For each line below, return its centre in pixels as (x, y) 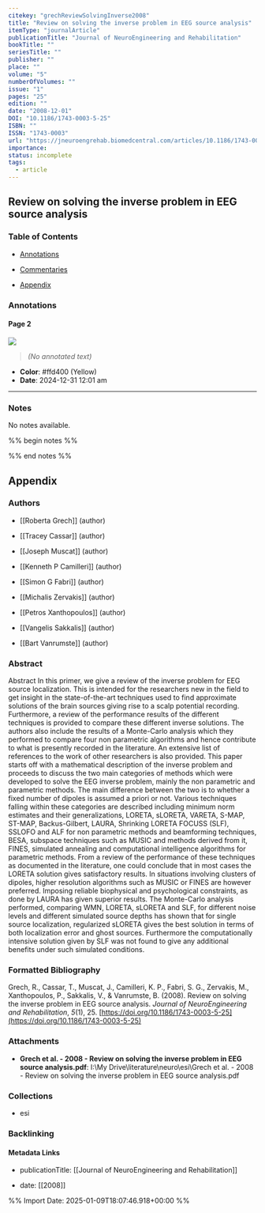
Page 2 (20, 324)
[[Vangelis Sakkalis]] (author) (67, 627)
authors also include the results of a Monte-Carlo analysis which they (121, 731)
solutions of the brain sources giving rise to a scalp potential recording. (124, 706)
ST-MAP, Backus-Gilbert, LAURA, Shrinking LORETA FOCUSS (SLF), (119, 824)
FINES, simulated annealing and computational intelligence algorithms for (127, 849)
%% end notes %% (40, 456)
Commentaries (44, 269)
